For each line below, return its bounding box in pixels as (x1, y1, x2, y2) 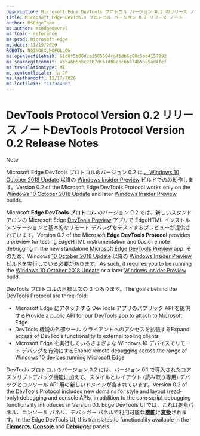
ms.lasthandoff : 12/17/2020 (6, 75, 76, 81)
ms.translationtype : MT (6, 64, 66, 70)
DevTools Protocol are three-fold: (6, 292, 88, 299)
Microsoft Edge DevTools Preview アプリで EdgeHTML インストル (28, 216, 190, 223)
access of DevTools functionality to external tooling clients (14, 332, 159, 339)
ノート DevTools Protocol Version (19, 124, 185, 137)
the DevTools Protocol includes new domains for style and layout (6, 388, 166, 395)
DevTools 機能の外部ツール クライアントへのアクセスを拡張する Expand (14, 326, 190, 333)
